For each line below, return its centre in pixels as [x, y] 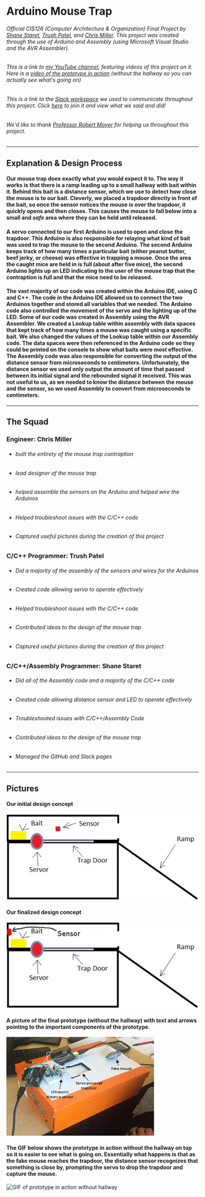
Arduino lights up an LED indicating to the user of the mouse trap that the [101, 270]
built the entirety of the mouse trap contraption [74, 453]
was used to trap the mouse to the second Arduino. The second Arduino [99, 244]
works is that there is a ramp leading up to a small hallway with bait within [102, 185]
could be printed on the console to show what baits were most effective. [100, 349]
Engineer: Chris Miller [39, 439]
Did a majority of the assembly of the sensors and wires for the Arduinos [107, 570]
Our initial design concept [40, 804]
